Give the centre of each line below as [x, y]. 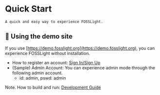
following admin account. [37, 73]
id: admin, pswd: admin [43, 78]
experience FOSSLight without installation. [47, 53]
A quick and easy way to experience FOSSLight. [54, 22]
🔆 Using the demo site [39, 36]
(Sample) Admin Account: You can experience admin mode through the [84, 68]
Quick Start [28, 9]
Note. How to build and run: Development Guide [53, 87]
